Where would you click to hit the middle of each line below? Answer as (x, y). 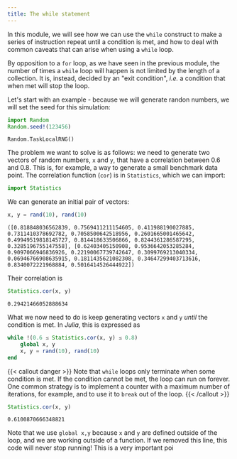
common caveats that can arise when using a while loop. (90, 49)
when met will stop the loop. (49, 85)
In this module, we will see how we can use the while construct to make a (115, 34)
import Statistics (34, 188)
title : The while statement (49, 14)
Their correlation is (35, 279)
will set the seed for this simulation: (59, 107)
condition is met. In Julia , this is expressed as (74, 325)
